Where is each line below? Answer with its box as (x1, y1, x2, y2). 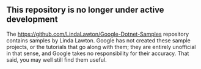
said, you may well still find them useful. (6, 56, 107, 63)
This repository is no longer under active (6, 5, 164, 15)
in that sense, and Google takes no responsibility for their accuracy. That (6, 50, 189, 57)
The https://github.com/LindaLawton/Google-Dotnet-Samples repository (6, 30, 189, 38)
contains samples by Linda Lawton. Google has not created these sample (6, 36, 191, 44)
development (6, 15, 58, 25)
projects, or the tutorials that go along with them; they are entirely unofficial (6, 43, 196, 50)
